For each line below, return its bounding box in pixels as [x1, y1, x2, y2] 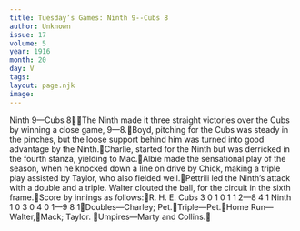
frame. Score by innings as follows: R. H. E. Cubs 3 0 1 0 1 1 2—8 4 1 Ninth [9, 192, 292, 203]
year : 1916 [9, 47, 51, 56]
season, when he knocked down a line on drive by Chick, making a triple [9, 163, 281, 174]
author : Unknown [9, 22, 71, 31]
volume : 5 [9, 38, 47, 48]
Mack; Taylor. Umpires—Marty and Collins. [40, 211, 206, 222]
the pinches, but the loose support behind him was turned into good [9, 134, 265, 145]
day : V [9, 65, 35, 74]
